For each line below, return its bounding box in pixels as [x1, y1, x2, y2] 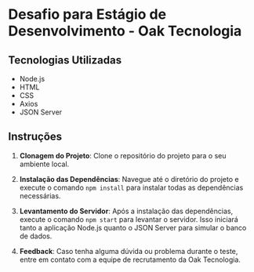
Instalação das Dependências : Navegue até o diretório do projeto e [19, 174, 239, 183]
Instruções [8, 130, 63, 143]
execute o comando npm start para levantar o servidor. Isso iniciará [19, 214, 239, 224]
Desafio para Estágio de [8, 5, 167, 24]
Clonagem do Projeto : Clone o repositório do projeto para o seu [19, 151, 227, 160]
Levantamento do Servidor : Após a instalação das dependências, [19, 206, 234, 216]
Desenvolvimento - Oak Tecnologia [8, 22, 242, 40]
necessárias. [19, 190, 61, 201]
